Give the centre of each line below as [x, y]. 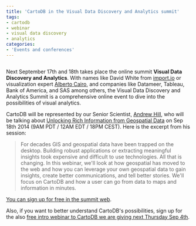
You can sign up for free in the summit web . [59, 199]
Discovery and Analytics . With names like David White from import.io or [94, 77]
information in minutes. [48, 188]
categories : [21, 45]
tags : [13, 17]
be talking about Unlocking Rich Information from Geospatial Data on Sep [95, 120]
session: [16, 133]
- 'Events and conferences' [40, 50]
